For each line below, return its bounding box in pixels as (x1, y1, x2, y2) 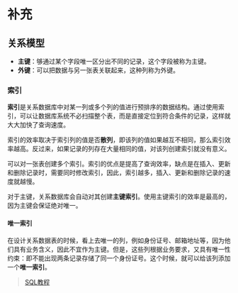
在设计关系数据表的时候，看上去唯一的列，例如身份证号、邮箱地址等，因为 (7, 236, 225, 245)
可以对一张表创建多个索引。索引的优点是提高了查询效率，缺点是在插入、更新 (7, 160, 231, 168)
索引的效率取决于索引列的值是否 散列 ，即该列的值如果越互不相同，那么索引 (7, 136, 225, 144)
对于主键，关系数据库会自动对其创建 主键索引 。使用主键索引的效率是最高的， (7, 192, 231, 201)
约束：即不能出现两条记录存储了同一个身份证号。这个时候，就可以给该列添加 (7, 253, 231, 262)
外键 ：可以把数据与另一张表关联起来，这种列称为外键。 (17, 66, 179, 74)
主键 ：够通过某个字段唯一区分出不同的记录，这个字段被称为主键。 (17, 57, 210, 65)
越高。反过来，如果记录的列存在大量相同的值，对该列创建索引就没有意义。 (13, 145, 231, 153)
